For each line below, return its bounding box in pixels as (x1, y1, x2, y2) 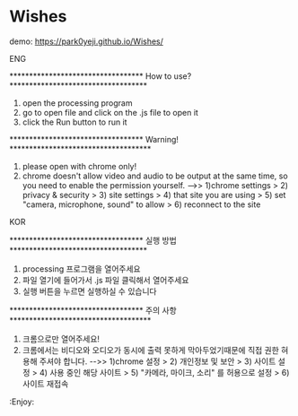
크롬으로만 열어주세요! (22, 334, 101, 344)
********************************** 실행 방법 (9, 235, 177, 246)
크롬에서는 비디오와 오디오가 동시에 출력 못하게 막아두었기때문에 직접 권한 (22, 344, 280, 355)
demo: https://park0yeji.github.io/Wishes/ (9, 36, 164, 47)
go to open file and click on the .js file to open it (22, 107, 199, 117)
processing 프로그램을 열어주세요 (22, 263, 141, 274)
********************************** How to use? (9, 70, 192, 82)
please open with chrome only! (22, 160, 137, 171)
